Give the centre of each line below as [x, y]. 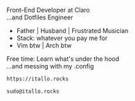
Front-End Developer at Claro [48, 10]
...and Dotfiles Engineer [40, 17]
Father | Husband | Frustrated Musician [72, 31]
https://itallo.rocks [38, 79]
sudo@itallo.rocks [33, 91]
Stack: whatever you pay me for [62, 38]
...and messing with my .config [50, 66]
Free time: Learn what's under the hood [63, 59]
